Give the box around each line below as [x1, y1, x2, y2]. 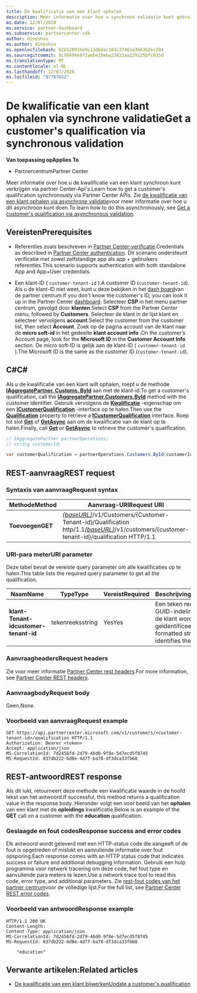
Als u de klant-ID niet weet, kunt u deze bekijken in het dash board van [14, 286, 184, 293]
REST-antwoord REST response [6, 771, 122, 781]
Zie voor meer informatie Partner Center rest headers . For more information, [6, 667, 189, 675]
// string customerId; [6, 441, 62, 447]
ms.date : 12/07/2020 [6, 19, 57, 25]
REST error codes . [6, 890, 51, 897]
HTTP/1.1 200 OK [6, 918, 46, 924]
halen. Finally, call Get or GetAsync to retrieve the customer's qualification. [6, 424, 186, 431]
